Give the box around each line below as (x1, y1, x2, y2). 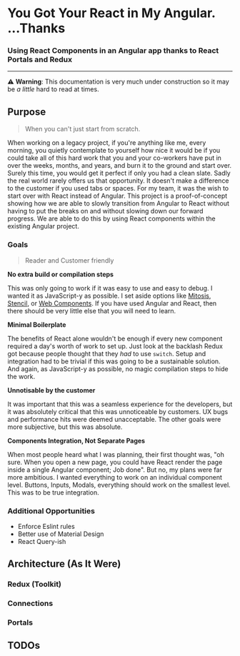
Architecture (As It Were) (7, 558, 121, 570)
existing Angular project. (7, 222, 80, 231)
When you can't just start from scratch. (24, 125, 141, 133)
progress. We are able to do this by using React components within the (7, 214, 216, 223)
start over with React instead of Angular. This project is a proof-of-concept (7, 191, 228, 201)
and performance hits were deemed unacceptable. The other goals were (7, 415, 221, 423)
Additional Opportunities (7, 505, 95, 515)
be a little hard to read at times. (7, 85, 99, 94)
